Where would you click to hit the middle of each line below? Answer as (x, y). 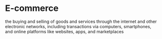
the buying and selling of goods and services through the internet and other (81, 21)
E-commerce (32, 8)
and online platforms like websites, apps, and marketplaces (64, 31)
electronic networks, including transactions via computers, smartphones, (78, 26)
